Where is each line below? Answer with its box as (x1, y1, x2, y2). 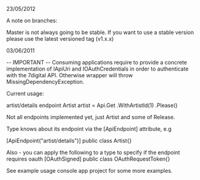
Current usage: (6, 90, 45, 97)
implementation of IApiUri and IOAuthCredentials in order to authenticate (6, 65, 189, 72)
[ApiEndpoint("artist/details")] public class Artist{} (6, 137, 132, 144)
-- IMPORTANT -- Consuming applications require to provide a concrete (6, 59, 187, 66)
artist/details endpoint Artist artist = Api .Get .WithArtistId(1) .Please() (6, 102, 178, 109)
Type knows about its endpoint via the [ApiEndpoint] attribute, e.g (6, 125, 172, 133)
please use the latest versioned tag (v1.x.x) (6, 35, 114, 42)
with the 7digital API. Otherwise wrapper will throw (6, 72, 133, 78)
